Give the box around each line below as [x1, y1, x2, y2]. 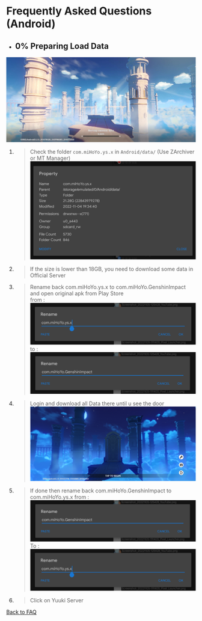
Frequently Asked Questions [6, 4, 152, 18]
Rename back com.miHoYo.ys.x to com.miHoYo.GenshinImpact [29, 284, 186, 291]
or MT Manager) [29, 154, 71, 162]
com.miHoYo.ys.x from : [29, 493, 90, 500]
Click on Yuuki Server [29, 597, 84, 604]
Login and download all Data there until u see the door [29, 400, 164, 407]
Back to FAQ [6, 608, 37, 616]
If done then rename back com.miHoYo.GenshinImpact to [29, 487, 172, 494]
